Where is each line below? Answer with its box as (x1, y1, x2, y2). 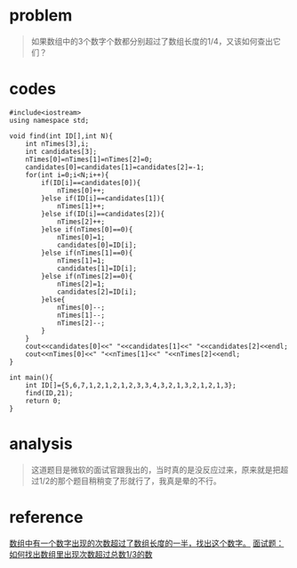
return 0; (25, 396, 62, 405)
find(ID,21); (25, 388, 74, 397)
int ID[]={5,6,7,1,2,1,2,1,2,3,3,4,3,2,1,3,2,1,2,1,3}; (25, 380, 237, 390)
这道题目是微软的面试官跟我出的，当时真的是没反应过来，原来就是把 (30, 464, 281, 475)
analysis (9, 434, 73, 454)
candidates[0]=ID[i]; (56, 240, 138, 249)
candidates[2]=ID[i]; (56, 287, 138, 296)
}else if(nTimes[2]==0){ (41, 272, 133, 280)
